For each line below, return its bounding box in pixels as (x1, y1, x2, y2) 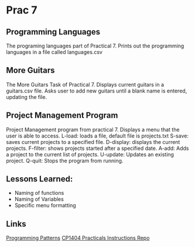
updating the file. (6, 93, 47, 100)
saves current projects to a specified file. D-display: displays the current (6, 138, 180, 145)
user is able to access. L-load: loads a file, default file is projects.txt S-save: (6, 132, 189, 139)
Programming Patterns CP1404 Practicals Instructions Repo (6, 235, 150, 242)
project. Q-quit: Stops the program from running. (6, 157, 124, 164)
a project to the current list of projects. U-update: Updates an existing (6, 150, 175, 158)
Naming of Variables (14, 195, 64, 203)
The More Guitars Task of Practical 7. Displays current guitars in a (6, 81, 164, 88)
